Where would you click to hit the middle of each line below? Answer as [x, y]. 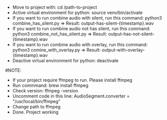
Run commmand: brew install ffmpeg [50, 85]
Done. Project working [35, 112]
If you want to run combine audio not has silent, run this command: [81, 29]
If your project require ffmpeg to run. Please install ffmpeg [72, 80]
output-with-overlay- [123, 50]
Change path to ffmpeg [36, 107]
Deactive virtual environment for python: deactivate [65, 61]
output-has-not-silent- [131, 34]
